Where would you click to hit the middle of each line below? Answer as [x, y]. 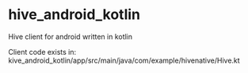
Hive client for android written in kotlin [71, 36]
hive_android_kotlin [74, 15]
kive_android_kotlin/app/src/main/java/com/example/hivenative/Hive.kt [124, 60]
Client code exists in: [42, 52]
